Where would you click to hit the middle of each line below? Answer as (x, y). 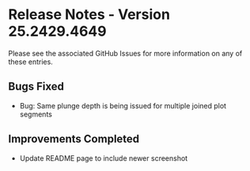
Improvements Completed (74, 139)
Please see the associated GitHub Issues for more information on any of (125, 53)
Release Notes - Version (89, 15)
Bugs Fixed (36, 87)
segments (36, 114)
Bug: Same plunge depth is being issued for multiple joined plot (123, 105)
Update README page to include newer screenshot (104, 158)
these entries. (30, 62)
